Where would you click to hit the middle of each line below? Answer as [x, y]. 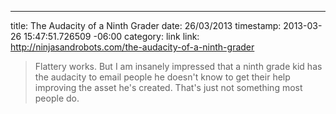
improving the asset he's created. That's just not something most [168, 87]
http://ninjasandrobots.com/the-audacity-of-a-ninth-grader [132, 47]
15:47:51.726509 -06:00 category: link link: [111, 36]
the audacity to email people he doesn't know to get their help [162, 77]
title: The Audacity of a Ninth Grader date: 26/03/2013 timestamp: [146, 25]
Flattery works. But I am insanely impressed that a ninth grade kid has [178, 66]
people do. [57, 98]
